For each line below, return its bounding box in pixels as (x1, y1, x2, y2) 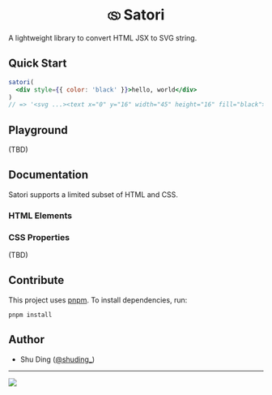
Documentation (8, 168, 89, 182)
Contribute (8, 273, 65, 287)
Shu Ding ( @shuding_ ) (19, 354, 96, 364)
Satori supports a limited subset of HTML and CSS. (8, 189, 178, 200)
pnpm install (8, 311, 53, 319)
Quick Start (8, 57, 67, 71)
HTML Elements (8, 209, 73, 221)
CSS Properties (8, 231, 70, 243)
